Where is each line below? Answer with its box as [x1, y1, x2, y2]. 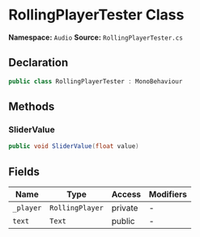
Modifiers [148, 188, 188, 200]
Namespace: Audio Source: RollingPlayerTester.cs [8, 32, 184, 42]
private [111, 202, 138, 214]
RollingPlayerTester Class [8, 6, 185, 24]
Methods [8, 99, 55, 114]
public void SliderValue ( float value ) [8, 142, 139, 150]
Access [111, 188, 142, 200]
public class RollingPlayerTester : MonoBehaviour [8, 77, 183, 86]
